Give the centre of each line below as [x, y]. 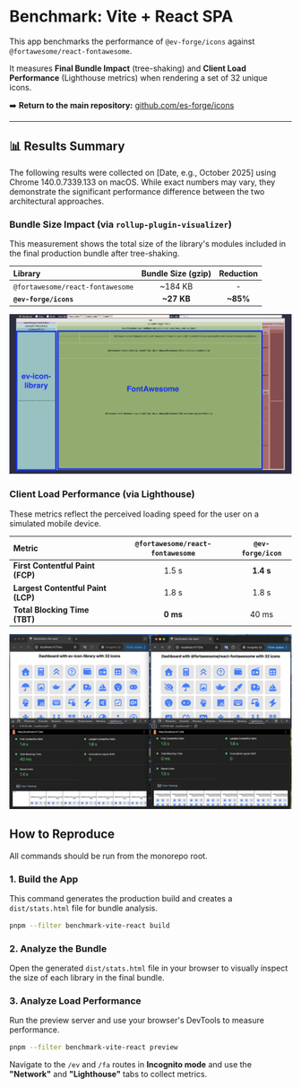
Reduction [238, 273]
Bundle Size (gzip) [176, 273]
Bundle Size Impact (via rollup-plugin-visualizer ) [121, 224]
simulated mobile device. [55, 523]
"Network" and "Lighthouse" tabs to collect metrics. [108, 1075]
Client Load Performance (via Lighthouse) [102, 494]
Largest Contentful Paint [60, 588]
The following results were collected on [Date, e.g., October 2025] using [143, 172]
